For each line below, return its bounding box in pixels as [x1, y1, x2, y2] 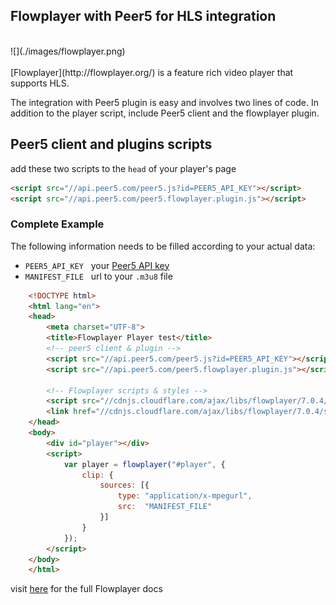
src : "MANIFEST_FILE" [117, 502, 213, 512]
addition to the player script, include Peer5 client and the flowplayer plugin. [10, 107, 320, 119]
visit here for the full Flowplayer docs [10, 583, 163, 595]
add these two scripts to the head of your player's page [10, 162, 237, 174]
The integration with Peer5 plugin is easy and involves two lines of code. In [10, 96, 319, 108]
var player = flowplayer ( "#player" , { [63, 459, 226, 469]
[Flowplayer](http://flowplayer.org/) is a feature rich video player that [10, 66, 294, 78]
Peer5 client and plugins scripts [10, 136, 213, 153]
